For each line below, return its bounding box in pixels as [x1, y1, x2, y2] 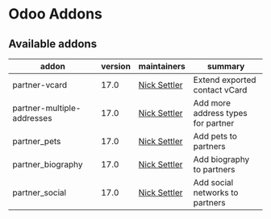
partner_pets [12, 136, 61, 147]
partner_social [12, 187, 67, 198]
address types [193, 108, 248, 118]
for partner [193, 118, 235, 129]
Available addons [8, 37, 98, 51]
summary [206, 61, 245, 72]
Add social [193, 177, 234, 188]
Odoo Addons [8, 5, 103, 23]
